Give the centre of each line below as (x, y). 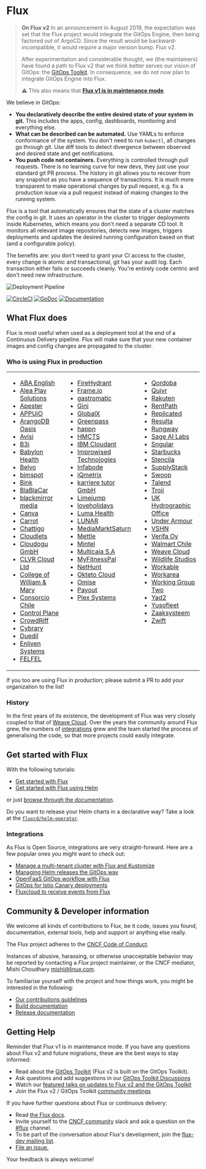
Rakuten (163, 398)
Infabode (90, 467)
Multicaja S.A (96, 551)
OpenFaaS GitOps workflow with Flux (63, 879)
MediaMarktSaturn (104, 529)
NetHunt (90, 567)
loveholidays (96, 505)
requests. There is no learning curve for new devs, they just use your (102, 166)
